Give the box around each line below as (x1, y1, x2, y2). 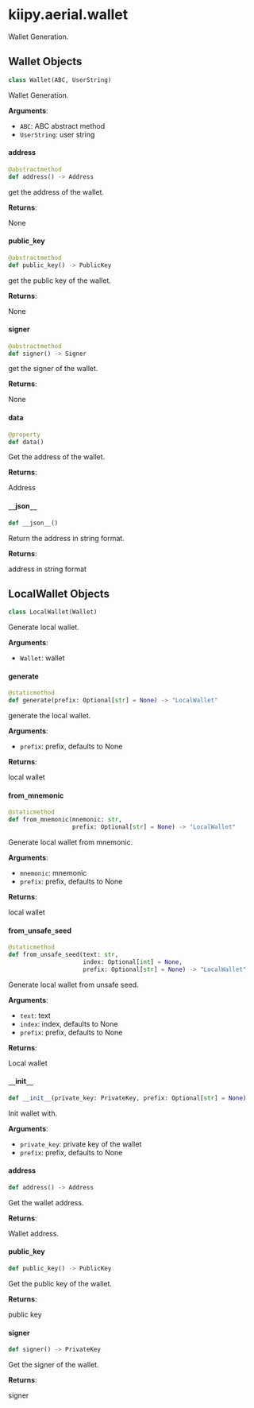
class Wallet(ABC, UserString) (8, 75, 112, 84)
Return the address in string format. (8, 533, 125, 543)
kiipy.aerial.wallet (8, 6, 129, 24)
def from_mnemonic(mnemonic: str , (8, 816, 123, 824)
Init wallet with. (8, 1108, 58, 1118)
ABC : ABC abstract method (19, 121, 106, 130)
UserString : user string (19, 130, 95, 139)
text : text (19, 1011, 52, 1020)
